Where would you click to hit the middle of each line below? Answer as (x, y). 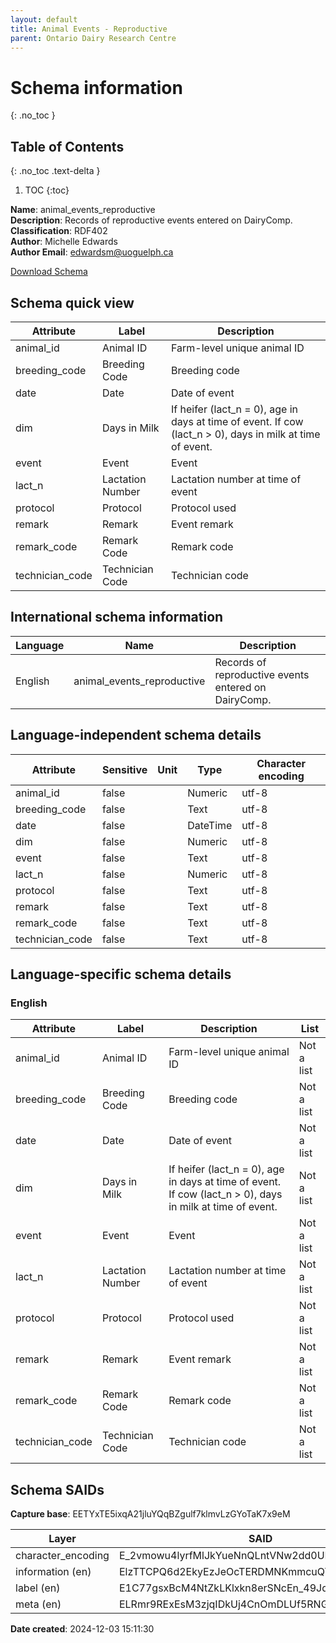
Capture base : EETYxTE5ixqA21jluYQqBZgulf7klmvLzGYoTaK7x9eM (150, 1514)
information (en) (53, 1572)
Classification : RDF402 (59, 231)
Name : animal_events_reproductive (83, 210)
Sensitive (124, 769)
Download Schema (49, 272)
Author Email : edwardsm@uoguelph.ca (92, 252)
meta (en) (38, 1604)
